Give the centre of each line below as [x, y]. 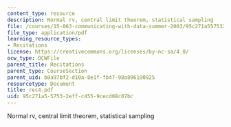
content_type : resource [41, 13]
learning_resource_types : [44, 39]
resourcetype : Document [41, 84]
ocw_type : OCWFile [33, 58]
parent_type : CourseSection [47, 71]
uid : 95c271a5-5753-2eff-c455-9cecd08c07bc [70, 97]
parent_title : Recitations [46, 65]
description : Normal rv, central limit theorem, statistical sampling [110, 20]
